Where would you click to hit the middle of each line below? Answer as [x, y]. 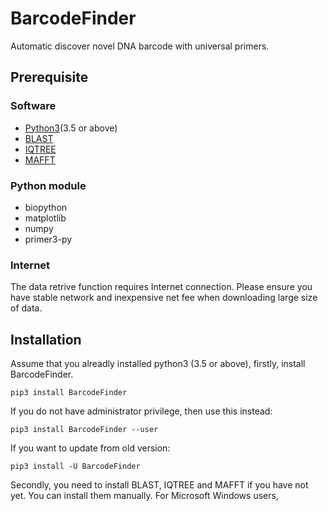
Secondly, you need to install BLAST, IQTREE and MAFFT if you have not [159, 485]
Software [33, 106]
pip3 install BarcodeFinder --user [84, 430]
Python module [48, 185]
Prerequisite [49, 77]
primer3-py [48, 239]
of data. [26, 308]
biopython [46, 207]
